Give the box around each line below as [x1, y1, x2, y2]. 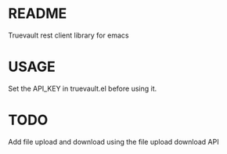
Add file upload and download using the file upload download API [8, 137, 219, 146]
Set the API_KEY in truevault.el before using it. [8, 84, 157, 93]
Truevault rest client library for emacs [8, 30, 129, 40]
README [8, 5, 67, 23]
